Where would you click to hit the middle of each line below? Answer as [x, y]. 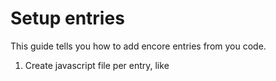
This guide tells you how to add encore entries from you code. [138, 46]
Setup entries [67, 18]
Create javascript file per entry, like [97, 65]
